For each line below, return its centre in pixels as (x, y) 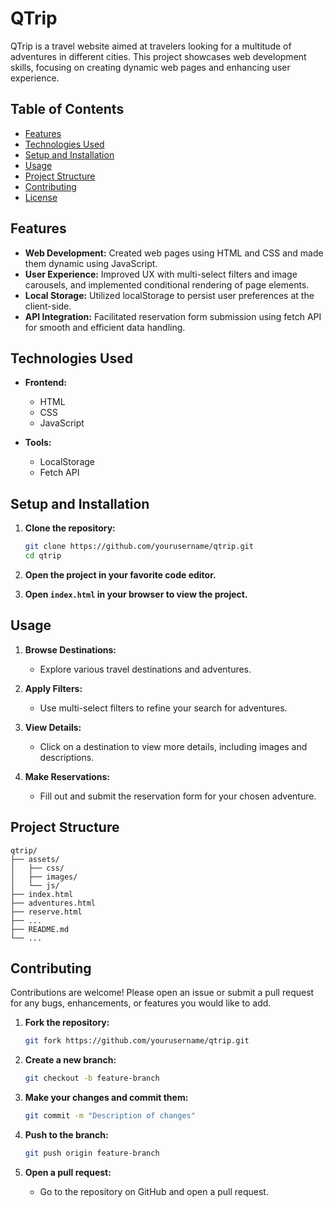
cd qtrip (43, 556)
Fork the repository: (67, 1023)
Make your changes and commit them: (106, 1098)
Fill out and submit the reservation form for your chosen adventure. (178, 796)
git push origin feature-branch (92, 1153)
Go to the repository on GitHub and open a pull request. (154, 1191)
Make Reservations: (67, 776)
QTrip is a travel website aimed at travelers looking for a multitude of (151, 46)
